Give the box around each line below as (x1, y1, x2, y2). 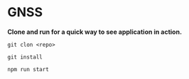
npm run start (7, 66, 50, 73)
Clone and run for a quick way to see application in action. (7, 28, 183, 36)
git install (7, 54, 43, 61)
